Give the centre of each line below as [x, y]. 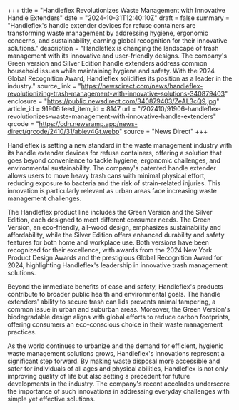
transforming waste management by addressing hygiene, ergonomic [108, 33]
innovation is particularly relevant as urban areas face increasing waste [112, 191]
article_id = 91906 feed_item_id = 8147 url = [72, 109]
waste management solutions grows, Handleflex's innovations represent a [116, 353]
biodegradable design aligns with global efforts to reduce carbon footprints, [119, 317]
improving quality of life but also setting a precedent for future [99, 376]
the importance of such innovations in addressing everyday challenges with [118, 391]
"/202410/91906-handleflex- [179, 109]
